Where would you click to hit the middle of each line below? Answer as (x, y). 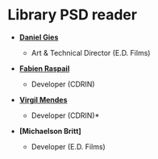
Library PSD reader (73, 15)
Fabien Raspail (44, 68)
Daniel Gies (39, 37)
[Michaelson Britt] (50, 131)
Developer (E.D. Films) (68, 146)
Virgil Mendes (43, 99)
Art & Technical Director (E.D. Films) (91, 52)
